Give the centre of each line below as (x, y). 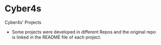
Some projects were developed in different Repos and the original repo (84, 32)
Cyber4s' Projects (23, 22)
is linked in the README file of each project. (57, 37)
